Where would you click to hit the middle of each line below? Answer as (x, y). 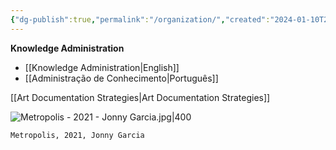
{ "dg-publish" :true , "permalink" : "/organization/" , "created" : (140, 19)
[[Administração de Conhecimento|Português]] (121, 78)
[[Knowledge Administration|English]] (102, 67)
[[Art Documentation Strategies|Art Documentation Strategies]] (140, 97)
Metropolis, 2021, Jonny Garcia (77, 135)
